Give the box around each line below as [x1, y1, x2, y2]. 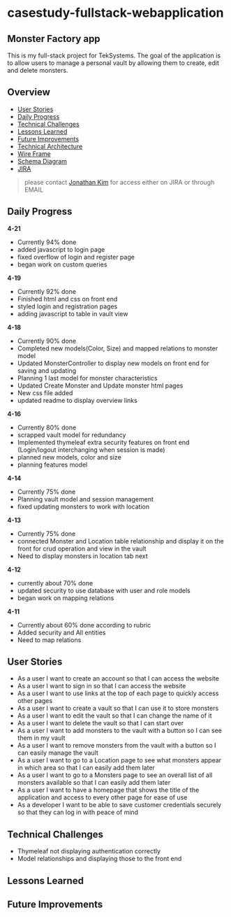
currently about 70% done [17, 578, 94, 587]
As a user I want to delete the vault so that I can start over [17, 719, 184, 727]
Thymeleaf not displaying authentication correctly [17, 847, 161, 855]
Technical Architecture [17, 142, 83, 150]
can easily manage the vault [17, 748, 99, 757]
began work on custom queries [17, 260, 107, 269]
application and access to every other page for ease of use [17, 793, 188, 802]
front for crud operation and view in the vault [17, 544, 147, 553]
